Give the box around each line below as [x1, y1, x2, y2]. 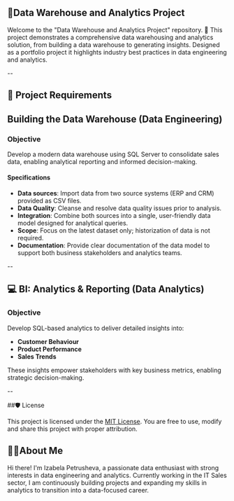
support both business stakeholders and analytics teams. [17, 249, 183, 257]
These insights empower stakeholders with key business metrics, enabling [7, 366, 221, 374]
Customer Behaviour [17, 337, 79, 345]
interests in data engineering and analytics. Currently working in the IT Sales [7, 471, 227, 479]
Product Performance [17, 345, 82, 353]
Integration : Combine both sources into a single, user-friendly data [17, 212, 211, 220]
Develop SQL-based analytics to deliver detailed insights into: [7, 324, 184, 332]
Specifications [7, 173, 51, 182]
